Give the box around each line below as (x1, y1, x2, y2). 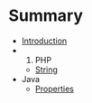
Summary (8, 5, 83, 26)
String (34, 64, 58, 75)
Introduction (21, 35, 68, 46)
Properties (34, 83, 74, 94)
